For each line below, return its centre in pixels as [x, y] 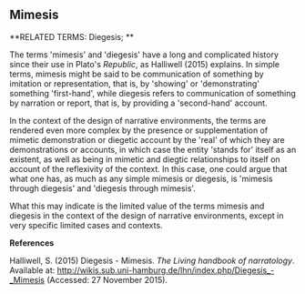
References [32, 243]
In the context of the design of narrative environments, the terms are [138, 120]
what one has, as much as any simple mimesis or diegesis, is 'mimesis [141, 178]
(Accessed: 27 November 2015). [107, 279]
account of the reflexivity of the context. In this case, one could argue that [148, 168]
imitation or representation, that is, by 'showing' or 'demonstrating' [134, 83]
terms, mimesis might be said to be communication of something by [137, 74]
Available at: [32, 270]
